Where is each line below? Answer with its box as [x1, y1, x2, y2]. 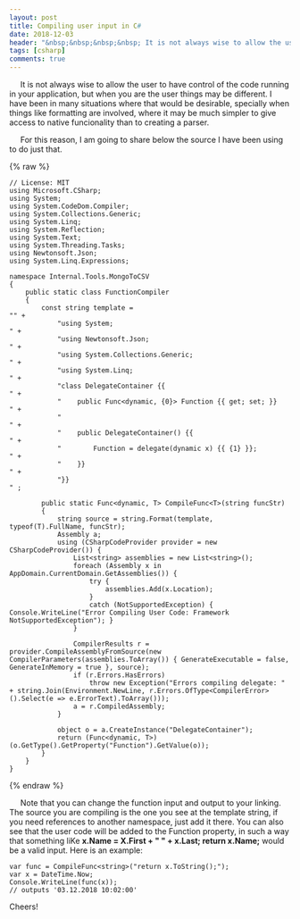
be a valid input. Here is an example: [9, 845, 143, 856]
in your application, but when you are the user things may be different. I [9, 88, 272, 99]
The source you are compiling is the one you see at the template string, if [9, 807, 279, 817]
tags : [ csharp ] [9, 46, 66, 55]
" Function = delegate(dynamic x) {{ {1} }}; [56, 444, 257, 453]
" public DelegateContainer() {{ [56, 429, 194, 438]
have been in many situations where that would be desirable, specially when [9, 98, 290, 108]
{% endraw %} [9, 781, 64, 790]
